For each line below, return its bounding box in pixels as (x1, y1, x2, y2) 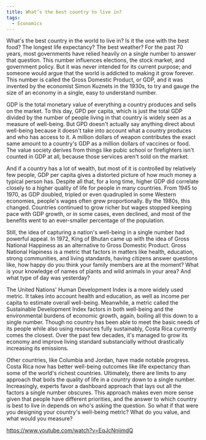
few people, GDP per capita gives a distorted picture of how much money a (6, 171, 197, 179)
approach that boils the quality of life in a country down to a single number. (6, 376, 196, 383)
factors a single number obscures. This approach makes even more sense (6, 389, 194, 397)
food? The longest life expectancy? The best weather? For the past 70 (6, 43, 183, 51)
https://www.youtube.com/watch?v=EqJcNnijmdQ (6, 427, 134, 434)
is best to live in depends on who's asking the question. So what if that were (6, 402, 199, 409)
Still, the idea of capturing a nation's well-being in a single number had (6, 229, 185, 236)
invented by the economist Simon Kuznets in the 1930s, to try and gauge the (6, 83, 199, 90)
